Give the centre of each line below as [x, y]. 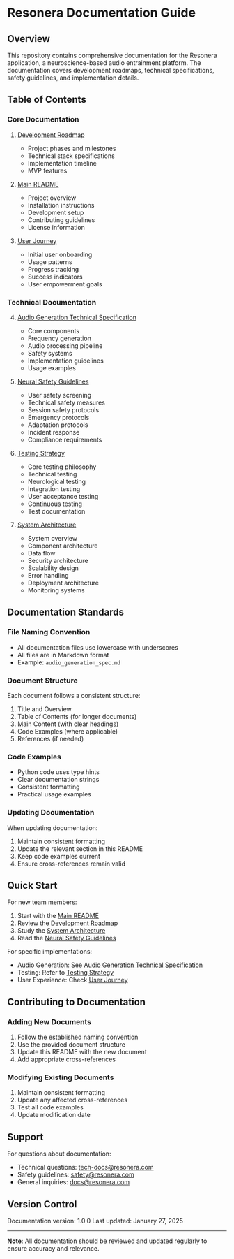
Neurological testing [56, 481]
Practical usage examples [54, 794]
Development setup [56, 212]
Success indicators [55, 277]
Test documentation [56, 511]
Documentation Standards [65, 612]
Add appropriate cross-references [67, 1059]
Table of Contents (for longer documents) [77, 716]
